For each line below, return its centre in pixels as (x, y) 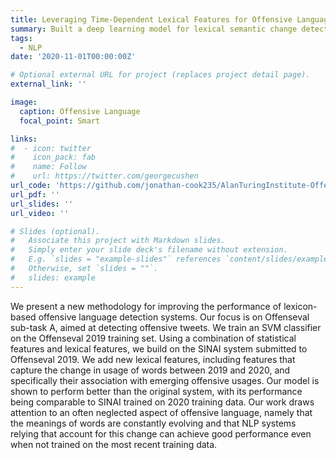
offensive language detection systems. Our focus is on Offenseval (174, 317)
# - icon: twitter (51, 148)
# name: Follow (48, 167)
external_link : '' (48, 84)
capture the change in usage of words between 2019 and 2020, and (150, 370)
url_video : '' (40, 213)
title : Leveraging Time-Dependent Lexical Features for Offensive (151, 19)
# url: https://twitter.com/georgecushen (104, 176)
